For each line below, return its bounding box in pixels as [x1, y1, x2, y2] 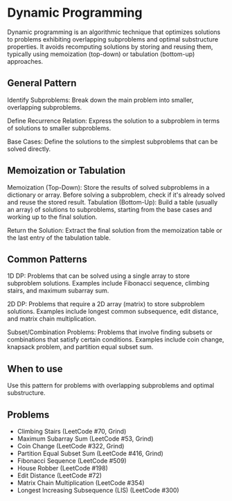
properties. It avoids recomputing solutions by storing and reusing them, [7, 42, 213, 51]
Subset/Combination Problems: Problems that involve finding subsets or [7, 328, 213, 337]
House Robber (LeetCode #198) [17, 464, 109, 472]
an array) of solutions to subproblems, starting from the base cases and [7, 205, 213, 213]
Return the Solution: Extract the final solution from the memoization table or [7, 226, 223, 234]
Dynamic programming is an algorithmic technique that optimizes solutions [7, 28, 221, 36]
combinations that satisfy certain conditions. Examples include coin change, [7, 335, 224, 344]
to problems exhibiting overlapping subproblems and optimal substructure [7, 35, 219, 43]
